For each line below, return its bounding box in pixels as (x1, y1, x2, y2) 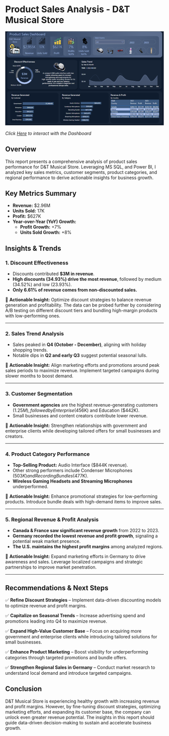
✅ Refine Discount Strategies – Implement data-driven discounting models (5, 597, 161, 603)
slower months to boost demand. (5, 373, 74, 379)
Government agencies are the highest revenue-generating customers (12, 402, 158, 408)
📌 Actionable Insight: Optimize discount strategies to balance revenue (5, 297, 152, 303)
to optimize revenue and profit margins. (5, 603, 87, 609)
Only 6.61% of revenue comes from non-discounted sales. (12, 287, 137, 293)
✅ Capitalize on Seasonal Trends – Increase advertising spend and (5, 613, 145, 619)
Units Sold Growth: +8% (20, 229, 72, 236)
